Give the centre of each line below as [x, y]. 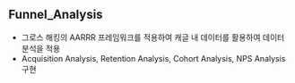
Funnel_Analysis [56, 15]
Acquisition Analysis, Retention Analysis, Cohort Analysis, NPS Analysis [153, 58]
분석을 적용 [41, 48]
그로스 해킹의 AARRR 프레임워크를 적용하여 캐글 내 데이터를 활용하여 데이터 [153, 37]
